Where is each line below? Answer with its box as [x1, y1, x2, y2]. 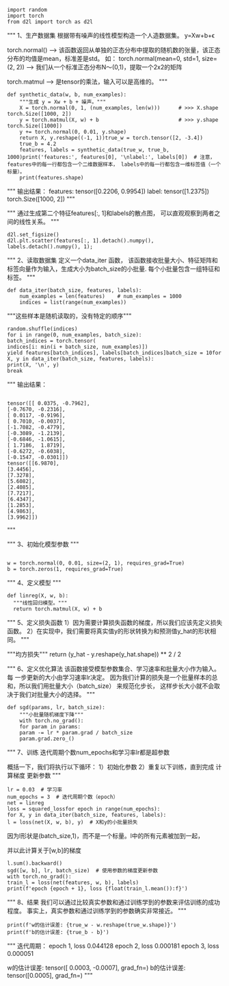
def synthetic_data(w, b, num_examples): [7, 91, 127, 98]
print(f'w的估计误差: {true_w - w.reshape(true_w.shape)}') [7, 922, 176, 928]
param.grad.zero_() [19, 735, 75, 742]
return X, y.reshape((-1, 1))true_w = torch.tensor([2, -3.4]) [19, 134, 204, 141]
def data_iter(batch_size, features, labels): [7, 287, 142, 294]
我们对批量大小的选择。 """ [18, 691, 96, 698]
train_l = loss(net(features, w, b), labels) [7, 879, 139, 886]
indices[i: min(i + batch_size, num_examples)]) [7, 343, 148, 350]
